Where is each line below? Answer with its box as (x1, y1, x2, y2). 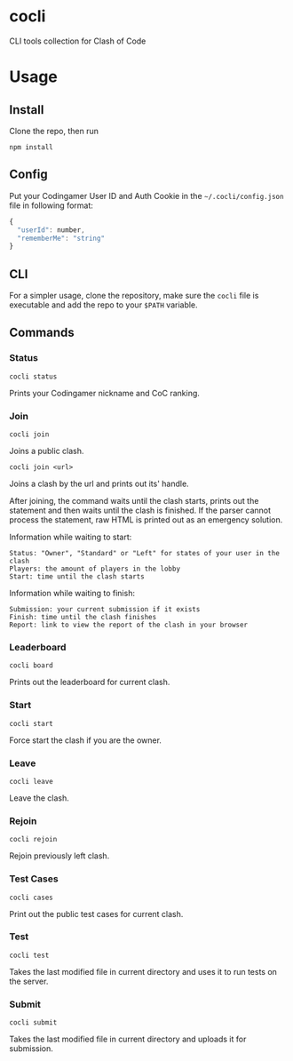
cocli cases (9, 893, 53, 902)
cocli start (9, 719, 53, 728)
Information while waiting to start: (9, 531, 132, 543)
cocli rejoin (9, 835, 58, 844)
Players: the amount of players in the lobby (9, 564, 180, 574)
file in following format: (9, 200, 93, 211)
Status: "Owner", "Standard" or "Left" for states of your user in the (9, 549, 280, 558)
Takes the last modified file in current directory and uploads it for (9, 1033, 247, 1045)
